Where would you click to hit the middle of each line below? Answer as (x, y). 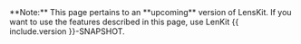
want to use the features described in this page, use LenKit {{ (124, 22)
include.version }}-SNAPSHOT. (67, 31)
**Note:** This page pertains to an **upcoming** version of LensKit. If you (150, 12)
